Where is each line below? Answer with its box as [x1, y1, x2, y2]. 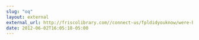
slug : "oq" [6, 8, 33, 15]
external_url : [6, 19, 41, 25]
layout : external [6, 14, 49, 20]
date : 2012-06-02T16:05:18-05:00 [6, 25, 89, 31]
